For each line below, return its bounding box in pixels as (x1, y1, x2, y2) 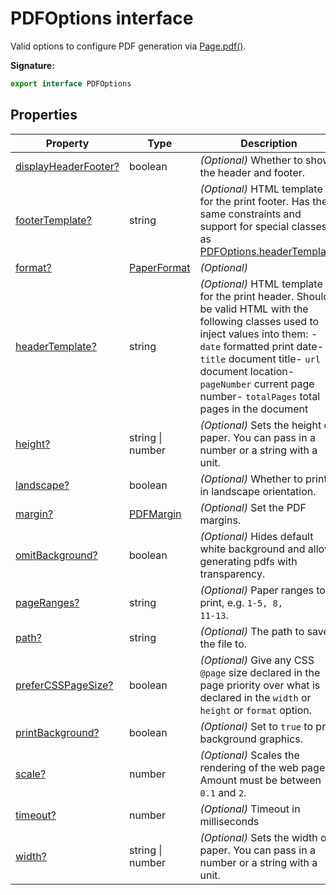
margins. (199, 513, 242, 527)
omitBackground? (15, 548, 98, 562)
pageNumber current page (199, 377, 315, 391)
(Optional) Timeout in (199, 802, 301, 816)
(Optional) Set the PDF (199, 500, 307, 514)
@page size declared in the (199, 665, 321, 679)
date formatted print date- (199, 339, 324, 353)
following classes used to (199, 314, 320, 328)
